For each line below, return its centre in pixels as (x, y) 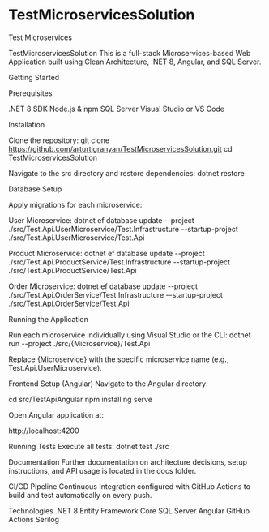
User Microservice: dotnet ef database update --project (101, 220)
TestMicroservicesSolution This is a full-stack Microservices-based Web (130, 53)
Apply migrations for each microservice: (75, 204)
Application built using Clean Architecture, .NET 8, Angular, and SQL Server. (135, 62)
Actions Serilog (34, 519)
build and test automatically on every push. (80, 495)
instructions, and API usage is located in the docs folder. (102, 470)
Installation (27, 124)
